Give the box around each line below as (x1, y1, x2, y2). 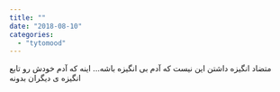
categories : (9, 30, 54, 39)
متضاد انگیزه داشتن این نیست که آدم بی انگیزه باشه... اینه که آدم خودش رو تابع (9, 63, 272, 74)
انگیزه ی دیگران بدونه (9, 73, 81, 84)
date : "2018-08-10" (9, 22, 83, 31)
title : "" (9, 13, 47, 23)
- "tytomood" (17, 38, 67, 48)
